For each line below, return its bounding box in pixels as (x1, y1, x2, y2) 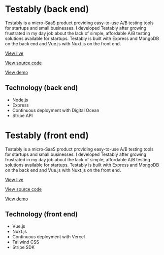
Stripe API (12, 112, 33, 118)
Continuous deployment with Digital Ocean (12, 107, 99, 113)
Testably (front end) (5, 130, 89, 141)
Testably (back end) (5, 3, 89, 15)
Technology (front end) (5, 210, 78, 219)
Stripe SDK (12, 244, 35, 250)
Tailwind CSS (12, 239, 39, 245)
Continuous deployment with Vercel (12, 233, 85, 240)
